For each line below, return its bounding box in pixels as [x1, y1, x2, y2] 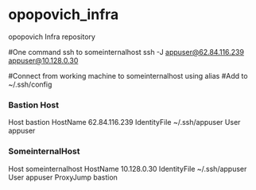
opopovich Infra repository [8, 32, 95, 41]
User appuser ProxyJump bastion [8, 173, 118, 182]
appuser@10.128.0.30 [8, 56, 79, 65]
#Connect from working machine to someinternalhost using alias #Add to [8, 71, 248, 80]
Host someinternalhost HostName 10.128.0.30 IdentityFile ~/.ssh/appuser [8, 164, 247, 173]
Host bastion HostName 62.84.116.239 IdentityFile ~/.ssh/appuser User [8, 118, 241, 127]
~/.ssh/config [8, 79, 52, 89]
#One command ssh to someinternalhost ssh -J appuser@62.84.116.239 [8, 47, 245, 56]
